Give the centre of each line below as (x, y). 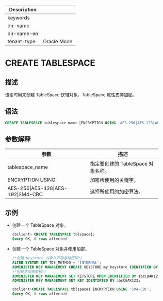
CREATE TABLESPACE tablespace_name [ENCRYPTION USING (61, 123)
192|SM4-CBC (25, 194)
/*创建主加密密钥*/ (29, 271)
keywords (19, 18)
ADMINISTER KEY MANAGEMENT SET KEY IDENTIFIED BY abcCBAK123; (76, 281)
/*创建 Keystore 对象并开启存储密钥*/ (47, 258)
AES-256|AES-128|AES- (37, 188)
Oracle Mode (58, 42)
